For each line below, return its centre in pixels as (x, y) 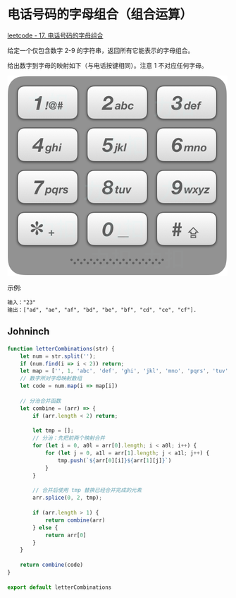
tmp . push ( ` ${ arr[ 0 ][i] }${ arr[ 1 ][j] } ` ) (114, 460)
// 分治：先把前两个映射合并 (69, 438)
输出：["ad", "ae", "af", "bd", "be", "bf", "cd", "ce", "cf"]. (102, 310)
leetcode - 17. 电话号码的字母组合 (55, 35)
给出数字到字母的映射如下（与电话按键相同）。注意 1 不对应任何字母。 (107, 65)
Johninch (29, 332)
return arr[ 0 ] (66, 535)
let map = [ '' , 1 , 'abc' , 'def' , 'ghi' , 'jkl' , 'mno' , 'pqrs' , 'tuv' (124, 371)
